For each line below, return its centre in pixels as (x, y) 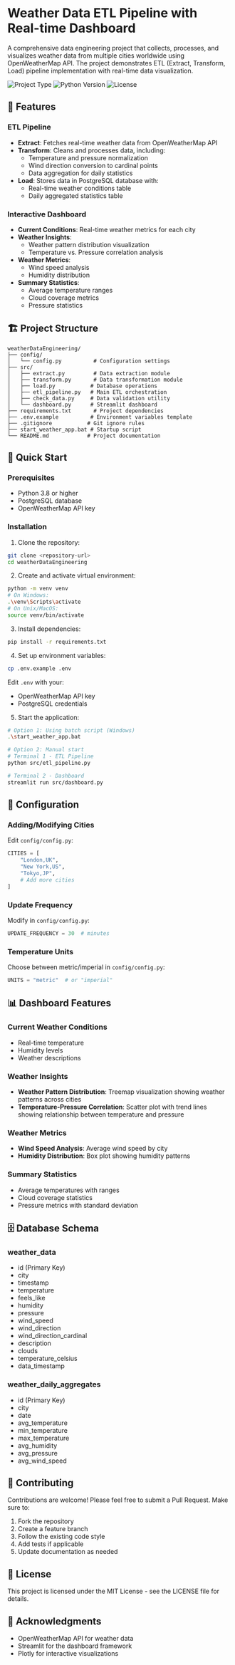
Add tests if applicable (51, 1544)
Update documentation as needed (68, 1552)
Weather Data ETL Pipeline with (103, 13)
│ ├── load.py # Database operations (83, 386)
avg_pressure (38, 1453)
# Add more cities (47, 880)
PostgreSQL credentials (52, 704)
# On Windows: (28, 595)
